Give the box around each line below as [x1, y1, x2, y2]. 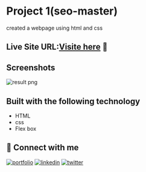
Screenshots [6, 62, 56, 73]
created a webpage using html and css [6, 24, 103, 31]
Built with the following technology [6, 96, 141, 107]
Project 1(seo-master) [6, 4, 118, 18]
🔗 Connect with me [6, 142, 79, 153]
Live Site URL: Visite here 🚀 [6, 42, 108, 52]
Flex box [14, 125, 37, 132]
